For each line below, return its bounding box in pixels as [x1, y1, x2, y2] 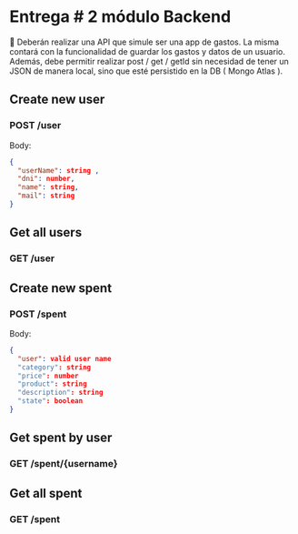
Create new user [9, 92, 105, 107]
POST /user [9, 119, 62, 132]
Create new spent [9, 280, 112, 296]
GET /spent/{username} [9, 458, 118, 470]
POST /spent [9, 307, 67, 320]
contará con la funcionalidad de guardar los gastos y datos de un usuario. [9, 45, 286, 56]
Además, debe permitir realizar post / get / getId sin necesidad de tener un [9, 55, 289, 66]
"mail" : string [17, 191, 75, 201]
